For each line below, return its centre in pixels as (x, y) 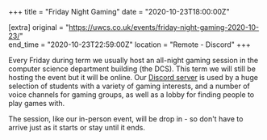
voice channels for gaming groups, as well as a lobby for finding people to (131, 95)
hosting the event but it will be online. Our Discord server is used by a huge (133, 77)
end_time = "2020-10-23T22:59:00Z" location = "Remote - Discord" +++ (130, 45)
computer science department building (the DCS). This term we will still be (132, 69)
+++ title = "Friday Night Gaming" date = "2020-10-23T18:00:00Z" (119, 12)
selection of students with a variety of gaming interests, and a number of (129, 86)
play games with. (37, 103)
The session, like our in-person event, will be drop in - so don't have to (126, 119)
